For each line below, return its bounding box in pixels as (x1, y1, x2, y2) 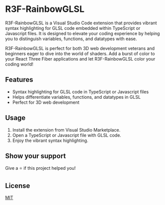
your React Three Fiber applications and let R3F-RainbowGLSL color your (5, 56, 156, 62)
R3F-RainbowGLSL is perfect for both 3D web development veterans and (5, 45, 155, 51)
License (5, 181, 30, 190)
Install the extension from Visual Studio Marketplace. (12, 127, 121, 133)
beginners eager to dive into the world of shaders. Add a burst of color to (5, 51, 155, 57)
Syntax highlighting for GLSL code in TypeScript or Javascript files (12, 88, 149, 95)
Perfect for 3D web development (12, 99, 80, 105)
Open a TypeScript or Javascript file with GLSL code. (12, 132, 122, 138)
